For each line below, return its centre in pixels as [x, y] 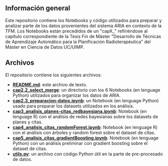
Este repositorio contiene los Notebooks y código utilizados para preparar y [83, 20]
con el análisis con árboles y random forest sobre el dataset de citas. [84, 132]
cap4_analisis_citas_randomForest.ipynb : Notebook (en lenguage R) [85, 127]
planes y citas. [27, 122]
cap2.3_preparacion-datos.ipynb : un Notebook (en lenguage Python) [86, 100]
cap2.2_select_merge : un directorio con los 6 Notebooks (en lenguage [87, 90]
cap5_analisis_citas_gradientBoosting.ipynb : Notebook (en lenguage [86, 138]
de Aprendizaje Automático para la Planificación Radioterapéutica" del [78, 42]
